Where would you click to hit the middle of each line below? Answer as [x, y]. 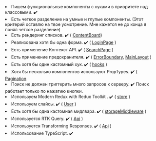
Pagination [16, 79]
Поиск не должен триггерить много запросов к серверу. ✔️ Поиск [80, 84]
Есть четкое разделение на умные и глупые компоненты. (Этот [78, 19]
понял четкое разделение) [33, 30]
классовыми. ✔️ [21, 12]
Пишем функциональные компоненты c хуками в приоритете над [79, 7]
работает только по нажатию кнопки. [44, 91]
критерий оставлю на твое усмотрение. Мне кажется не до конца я [76, 24]
